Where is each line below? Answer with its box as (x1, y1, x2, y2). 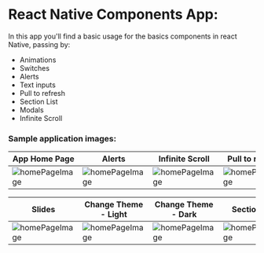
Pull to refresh (19, 88, 65, 97)
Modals (19, 104, 45, 115)
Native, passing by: (8, 39, 71, 49)
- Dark (171, 209, 197, 220)
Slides (31, 204, 56, 215)
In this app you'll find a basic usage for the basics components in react (8, 31, 237, 41)
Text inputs (19, 80, 57, 90)
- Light (100, 209, 127, 220)
